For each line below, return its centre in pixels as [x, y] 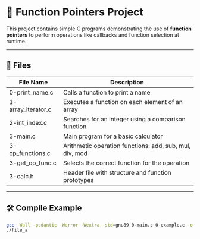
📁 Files [19, 66]
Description [127, 82]
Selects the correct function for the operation [126, 163]
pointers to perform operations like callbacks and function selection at [93, 34]
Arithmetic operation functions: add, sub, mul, [127, 146]
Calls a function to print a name [107, 92]
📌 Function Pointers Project [75, 12]
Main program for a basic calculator [113, 136]
